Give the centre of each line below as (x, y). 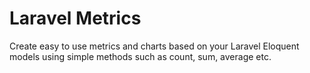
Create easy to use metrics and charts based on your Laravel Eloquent (154, 46)
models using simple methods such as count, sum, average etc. (140, 56)
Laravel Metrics (75, 18)
